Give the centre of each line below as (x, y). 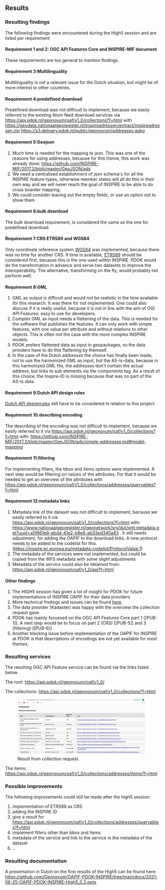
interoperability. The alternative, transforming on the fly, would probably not (82, 270)
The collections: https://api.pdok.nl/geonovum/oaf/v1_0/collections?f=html (80, 692)
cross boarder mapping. (37, 189)
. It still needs (133, 533)
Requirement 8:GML (26, 287)
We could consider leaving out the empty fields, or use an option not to (84, 195)
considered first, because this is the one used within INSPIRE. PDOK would (81, 260)
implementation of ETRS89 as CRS (47, 806)
